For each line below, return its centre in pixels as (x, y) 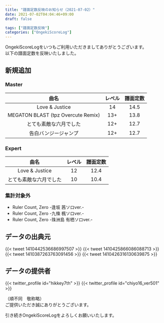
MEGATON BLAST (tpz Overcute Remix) (54, 115)
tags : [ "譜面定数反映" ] (27, 28)
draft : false (19, 19)
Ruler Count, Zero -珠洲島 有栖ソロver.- (52, 220)
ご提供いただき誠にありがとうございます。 (48, 305)
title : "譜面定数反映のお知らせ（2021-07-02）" (50, 10)
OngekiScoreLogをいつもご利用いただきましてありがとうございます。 (76, 47)
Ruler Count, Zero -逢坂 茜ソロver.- (48, 207)
